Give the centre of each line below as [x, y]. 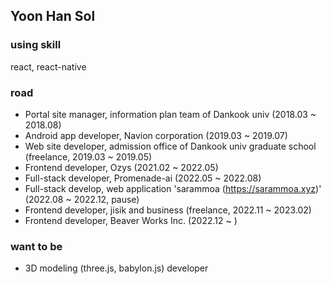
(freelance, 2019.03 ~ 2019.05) [88, 156]
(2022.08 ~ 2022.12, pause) [82, 199]
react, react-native [48, 66]
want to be [36, 246]
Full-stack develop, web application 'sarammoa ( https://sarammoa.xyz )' [173, 188]
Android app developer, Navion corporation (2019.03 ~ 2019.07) [156, 135]
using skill [36, 45]
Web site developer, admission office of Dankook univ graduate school [170, 146]
